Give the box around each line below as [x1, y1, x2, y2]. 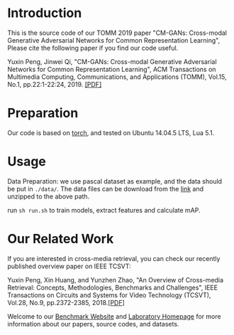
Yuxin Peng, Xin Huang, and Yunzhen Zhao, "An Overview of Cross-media [7, 275, 224, 284]
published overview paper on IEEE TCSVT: [7, 262, 131, 270]
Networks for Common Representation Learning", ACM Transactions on [7, 65, 216, 73]
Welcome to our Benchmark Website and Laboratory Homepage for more [7, 312, 221, 321]
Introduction [7, 5, 82, 21]
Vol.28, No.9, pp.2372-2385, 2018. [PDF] [7, 298, 126, 307]
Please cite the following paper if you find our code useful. [7, 43, 179, 52]
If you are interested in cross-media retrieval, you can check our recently [7, 254, 221, 262]
